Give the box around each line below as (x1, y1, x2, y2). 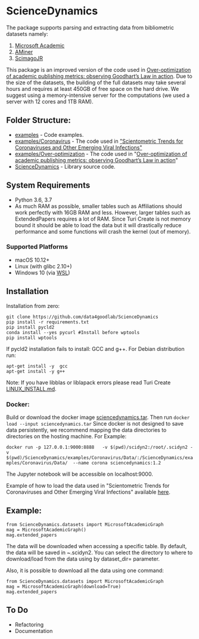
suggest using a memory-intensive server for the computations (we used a (6, 91, 189, 99)
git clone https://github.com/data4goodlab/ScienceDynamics (6, 314, 159, 320)
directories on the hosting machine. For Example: (6, 432, 127, 440)
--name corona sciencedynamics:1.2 (72, 460, 161, 466)
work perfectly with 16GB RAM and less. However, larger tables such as (14, 209, 191, 216)
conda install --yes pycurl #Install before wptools (6, 329, 140, 335)
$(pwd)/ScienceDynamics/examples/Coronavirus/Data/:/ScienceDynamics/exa (6, 454, 194, 461)
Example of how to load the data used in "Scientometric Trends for (6, 482, 170, 489)
